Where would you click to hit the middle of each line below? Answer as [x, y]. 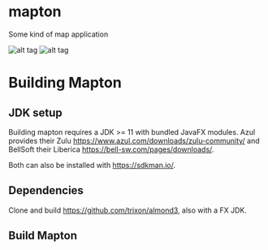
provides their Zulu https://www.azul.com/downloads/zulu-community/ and [134, 140]
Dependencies [46, 190]
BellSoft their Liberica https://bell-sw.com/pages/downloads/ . [111, 149]
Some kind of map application [58, 34]
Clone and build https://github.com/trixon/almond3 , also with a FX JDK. [128, 210]
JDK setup [35, 112]
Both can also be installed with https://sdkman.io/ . [92, 165]
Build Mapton [43, 236]
